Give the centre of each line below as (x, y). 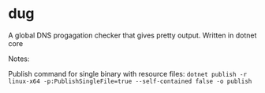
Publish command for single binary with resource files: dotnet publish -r (127, 73)
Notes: (19, 59)
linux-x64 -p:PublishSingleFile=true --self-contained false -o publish (130, 81)
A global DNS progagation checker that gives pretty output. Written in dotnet (132, 35)
